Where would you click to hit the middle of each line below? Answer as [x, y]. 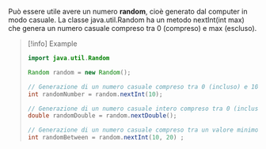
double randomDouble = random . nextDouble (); [102, 116]
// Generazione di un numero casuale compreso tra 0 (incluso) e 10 [143, 86]
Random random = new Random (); [79, 72]
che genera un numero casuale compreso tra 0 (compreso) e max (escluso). [133, 28]
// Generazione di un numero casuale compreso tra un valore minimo [143, 130]
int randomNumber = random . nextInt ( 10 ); [95, 94]
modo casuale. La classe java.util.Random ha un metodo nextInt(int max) [127, 20]
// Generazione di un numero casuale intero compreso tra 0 [129, 109]
